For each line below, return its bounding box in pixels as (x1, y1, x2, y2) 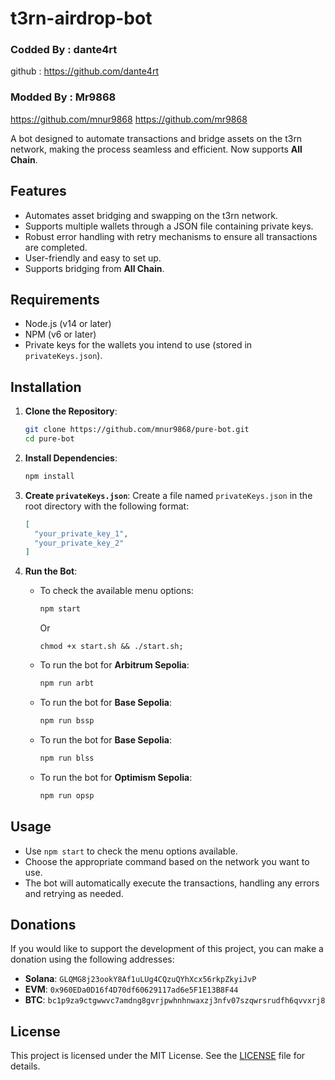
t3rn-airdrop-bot (10, 7, 153, 30)
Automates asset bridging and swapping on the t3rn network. (24, 209, 278, 221)
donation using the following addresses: (10, 953, 175, 966)
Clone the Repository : (24, 405, 118, 417)
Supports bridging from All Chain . (24, 262, 165, 274)
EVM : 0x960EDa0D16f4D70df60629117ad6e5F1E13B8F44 (24, 983, 239, 996)
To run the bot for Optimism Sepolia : (39, 771, 193, 783)
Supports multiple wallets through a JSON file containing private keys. (24, 220, 314, 232)
